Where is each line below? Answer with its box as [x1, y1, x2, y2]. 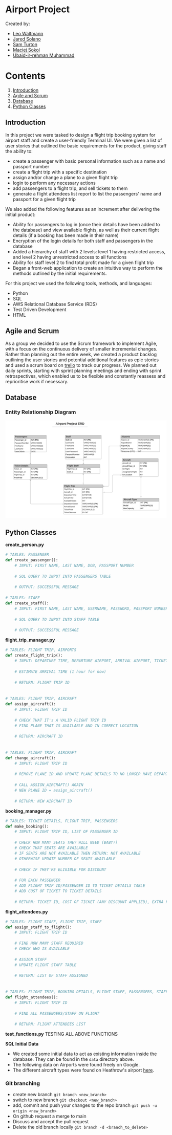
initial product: [5, 211, 36, 217]
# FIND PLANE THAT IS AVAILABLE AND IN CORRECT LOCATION [14, 723, 139, 728]
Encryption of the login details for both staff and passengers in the [12, 237, 153, 244]
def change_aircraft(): [5, 755, 56, 760]
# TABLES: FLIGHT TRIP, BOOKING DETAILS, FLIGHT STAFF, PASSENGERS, [5, 989, 155, 995]
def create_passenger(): [5, 558, 58, 563]
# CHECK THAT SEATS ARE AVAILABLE [14, 845, 88, 850]
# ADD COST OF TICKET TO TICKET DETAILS [14, 889, 102, 894]
